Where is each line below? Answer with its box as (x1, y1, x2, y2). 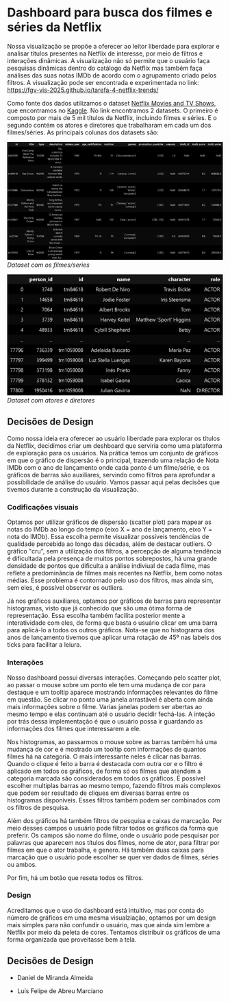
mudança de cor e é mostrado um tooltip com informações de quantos (7, 745, 207, 753)
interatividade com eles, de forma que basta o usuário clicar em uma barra (7, 619, 218, 627)
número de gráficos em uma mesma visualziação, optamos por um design (7, 914, 216, 922)
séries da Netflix (7, 19, 102, 35)
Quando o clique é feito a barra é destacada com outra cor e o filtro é (7, 759, 203, 767)
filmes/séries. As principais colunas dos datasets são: (7, 128, 159, 136)
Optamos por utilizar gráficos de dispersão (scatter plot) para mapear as (7, 518, 212, 526)
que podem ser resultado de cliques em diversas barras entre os (7, 789, 190, 797)
